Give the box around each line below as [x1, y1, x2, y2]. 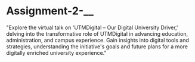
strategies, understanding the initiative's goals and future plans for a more [6, 43, 188, 50]
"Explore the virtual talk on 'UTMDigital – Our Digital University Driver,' [6, 24, 178, 31]
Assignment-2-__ [6, 4, 94, 18]
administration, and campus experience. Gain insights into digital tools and [6, 36, 189, 44]
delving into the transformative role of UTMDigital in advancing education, [6, 30, 188, 37]
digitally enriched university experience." [6, 49, 107, 56]
